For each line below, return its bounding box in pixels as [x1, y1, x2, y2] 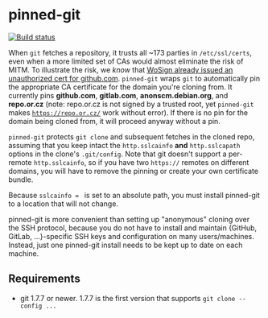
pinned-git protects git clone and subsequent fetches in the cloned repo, [8, 131, 255, 142]
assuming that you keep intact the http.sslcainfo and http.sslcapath [8, 140, 241, 150]
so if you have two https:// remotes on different [88, 157, 249, 167]
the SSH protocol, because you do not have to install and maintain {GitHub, [8, 223, 258, 233]
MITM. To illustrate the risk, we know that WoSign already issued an [8, 64, 233, 74]
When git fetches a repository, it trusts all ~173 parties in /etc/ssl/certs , [8, 47, 252, 57]
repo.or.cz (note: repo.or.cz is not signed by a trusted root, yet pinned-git [8, 99, 254, 109]
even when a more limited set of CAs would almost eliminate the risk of [8, 56, 244, 66]
